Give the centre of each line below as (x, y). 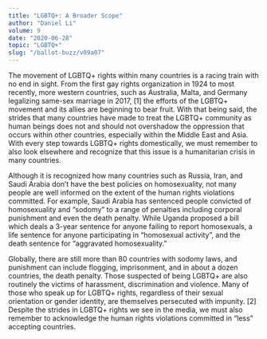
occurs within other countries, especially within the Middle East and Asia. (128, 135)
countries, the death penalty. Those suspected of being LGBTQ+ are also (128, 276)
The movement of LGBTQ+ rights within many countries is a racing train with (133, 75)
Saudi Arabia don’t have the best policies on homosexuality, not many (122, 184)
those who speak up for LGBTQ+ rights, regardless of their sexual (116, 293)
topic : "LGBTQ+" (35, 45)
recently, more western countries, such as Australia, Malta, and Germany (128, 92)
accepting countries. (42, 327)
